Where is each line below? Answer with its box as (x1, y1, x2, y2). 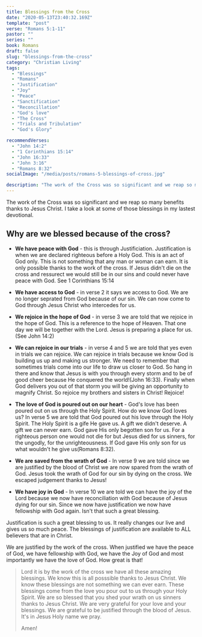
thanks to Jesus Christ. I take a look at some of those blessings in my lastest (6, 205, 195, 212)
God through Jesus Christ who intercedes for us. (14, 301, 136, 308)
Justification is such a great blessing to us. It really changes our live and (6, 519, 185, 526)
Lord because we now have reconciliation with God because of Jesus (14, 494, 188, 501)
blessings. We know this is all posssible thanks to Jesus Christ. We (20, 574, 186, 582)
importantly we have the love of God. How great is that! (6, 556, 143, 563)
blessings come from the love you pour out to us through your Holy (20, 587, 188, 594)
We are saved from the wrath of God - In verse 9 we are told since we (14, 457, 190, 464)
